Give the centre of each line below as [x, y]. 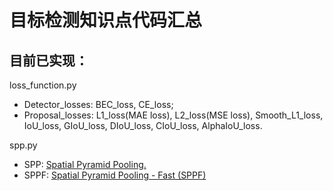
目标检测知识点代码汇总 [106, 20]
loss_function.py [43, 85]
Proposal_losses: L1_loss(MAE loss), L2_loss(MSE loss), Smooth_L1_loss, [173, 115]
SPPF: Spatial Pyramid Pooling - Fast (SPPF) [115, 175]
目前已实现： [49, 60]
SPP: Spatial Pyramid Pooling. [85, 164]
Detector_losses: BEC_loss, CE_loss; [98, 104]
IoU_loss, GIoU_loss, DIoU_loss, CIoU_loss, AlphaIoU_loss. [143, 125]
